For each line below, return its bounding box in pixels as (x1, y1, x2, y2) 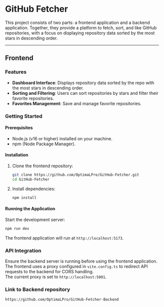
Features (5, 68, 27, 75)
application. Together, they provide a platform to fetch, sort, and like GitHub (5, 24, 157, 30)
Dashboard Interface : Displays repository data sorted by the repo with (12, 80, 155, 86)
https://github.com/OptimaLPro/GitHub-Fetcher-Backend (5, 297, 119, 302)
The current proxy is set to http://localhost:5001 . (5, 274, 107, 280)
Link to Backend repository (5, 286, 70, 293)
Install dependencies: (12, 186, 56, 192)
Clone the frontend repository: (12, 163, 73, 169)
